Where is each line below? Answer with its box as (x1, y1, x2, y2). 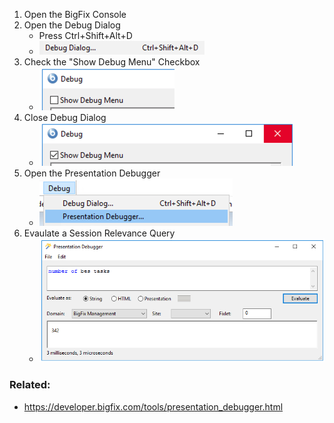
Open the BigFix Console (23, 9, 127, 20)
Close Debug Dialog (23, 112, 107, 123)
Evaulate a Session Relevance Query (23, 227, 176, 239)
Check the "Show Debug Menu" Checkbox (23, 56, 201, 68)
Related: (9, 378, 51, 392)
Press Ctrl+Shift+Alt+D (38, 30, 133, 41)
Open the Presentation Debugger (23, 167, 161, 179)
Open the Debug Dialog (23, 19, 121, 31)
